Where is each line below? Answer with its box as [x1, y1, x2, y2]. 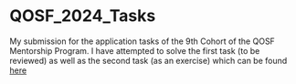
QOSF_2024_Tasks [9, 5, 156, 26]
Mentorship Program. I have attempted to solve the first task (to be [9, 45, 260, 56]
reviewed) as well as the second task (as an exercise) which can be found [9, 55, 288, 66]
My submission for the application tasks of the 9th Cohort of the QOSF [9, 36, 276, 47]
